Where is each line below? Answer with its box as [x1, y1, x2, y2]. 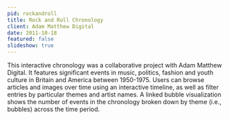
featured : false [7, 36, 54, 43]
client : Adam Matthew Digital [7, 23, 95, 30]
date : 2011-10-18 [7, 29, 57, 37]
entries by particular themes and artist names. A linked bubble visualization [7, 90, 221, 99]
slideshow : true [7, 42, 54, 49]
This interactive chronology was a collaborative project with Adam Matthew [7, 61, 223, 69]
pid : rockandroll [7, 10, 57, 17]
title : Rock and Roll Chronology [7, 17, 104, 23]
